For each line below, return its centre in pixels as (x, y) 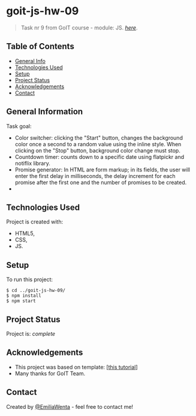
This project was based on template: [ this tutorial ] (76, 367)
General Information (45, 112)
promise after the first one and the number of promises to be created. (101, 182)
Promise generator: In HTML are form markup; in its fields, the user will (102, 170)
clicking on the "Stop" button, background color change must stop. (98, 150)
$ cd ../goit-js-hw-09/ (36, 291)
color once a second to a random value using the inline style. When (98, 144)
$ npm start (21, 301)
